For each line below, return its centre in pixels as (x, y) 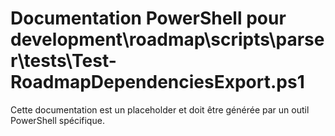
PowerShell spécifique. (57, 120)
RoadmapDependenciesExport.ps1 (157, 82)
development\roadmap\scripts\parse (167, 39)
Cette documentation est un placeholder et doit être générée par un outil (160, 109)
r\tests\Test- (63, 61)
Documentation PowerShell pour (148, 18)
